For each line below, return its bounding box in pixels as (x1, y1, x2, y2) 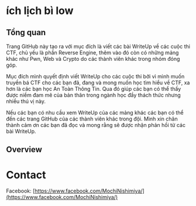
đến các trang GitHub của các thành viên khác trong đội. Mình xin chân (6, 115, 178, 122)
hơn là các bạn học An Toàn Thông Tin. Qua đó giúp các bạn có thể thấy (6, 85, 181, 92)
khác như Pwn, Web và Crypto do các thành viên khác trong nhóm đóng (6, 56, 180, 62)
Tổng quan (6, 28, 46, 37)
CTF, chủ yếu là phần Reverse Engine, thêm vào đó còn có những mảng (6, 49, 179, 56)
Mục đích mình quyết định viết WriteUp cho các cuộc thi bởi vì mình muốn (6, 73, 185, 80)
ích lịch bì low (6, 4, 74, 18)
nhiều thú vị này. (6, 98, 46, 105)
